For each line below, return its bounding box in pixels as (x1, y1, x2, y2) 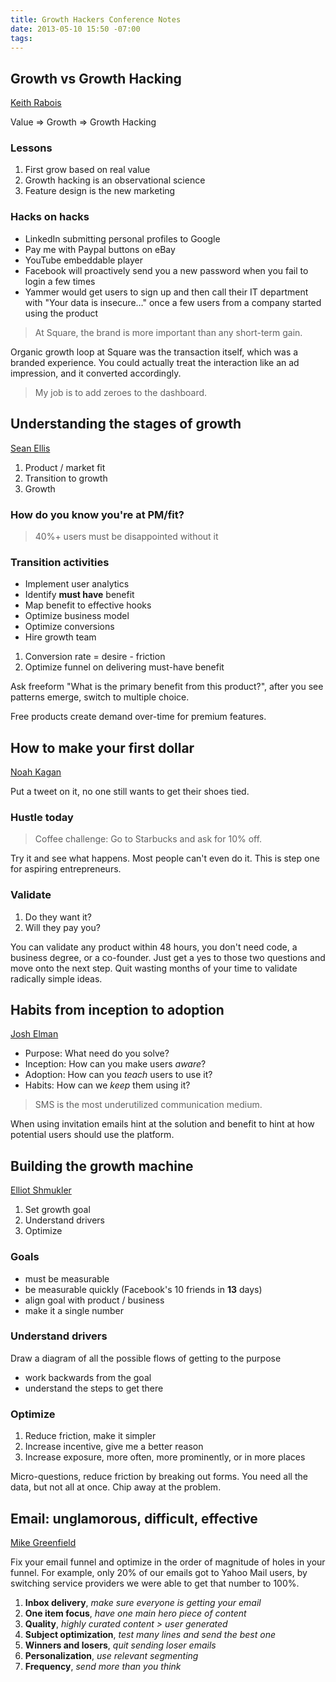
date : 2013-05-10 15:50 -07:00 (10, 24, 141, 34)
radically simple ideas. (10, 972, 103, 985)
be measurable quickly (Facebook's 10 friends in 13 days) (24, 1283, 263, 1295)
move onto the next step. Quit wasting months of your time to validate (10, 962, 298, 974)
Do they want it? (24, 911, 93, 923)
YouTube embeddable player (24, 254, 144, 266)
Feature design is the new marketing (24, 185, 176, 197)
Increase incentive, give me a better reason (24, 1441, 204, 1453)
